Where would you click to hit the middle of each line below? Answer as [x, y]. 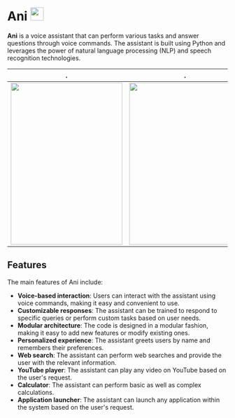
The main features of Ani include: [55, 282]
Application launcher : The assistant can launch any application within [119, 400]
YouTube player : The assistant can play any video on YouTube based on [122, 370]
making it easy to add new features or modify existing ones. [104, 333]
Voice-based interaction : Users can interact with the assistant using [116, 295]
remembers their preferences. [60, 347]
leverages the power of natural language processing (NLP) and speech [109, 50]
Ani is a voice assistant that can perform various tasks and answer [103, 36]
